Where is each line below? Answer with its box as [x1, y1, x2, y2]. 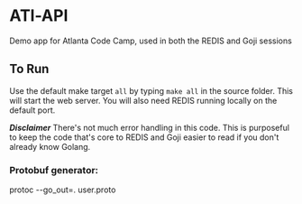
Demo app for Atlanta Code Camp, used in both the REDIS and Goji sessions [9, 35, 293, 46]
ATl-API [9, 5, 69, 26]
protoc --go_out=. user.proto [9, 184, 116, 195]
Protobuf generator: [9, 163, 99, 176]
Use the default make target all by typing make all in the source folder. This [9, 85, 293, 96]
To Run [9, 61, 50, 77]
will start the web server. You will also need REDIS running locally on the [9, 95, 278, 106]
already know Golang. [9, 141, 91, 152]
